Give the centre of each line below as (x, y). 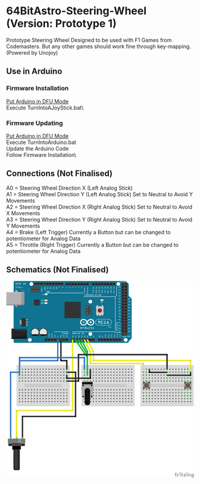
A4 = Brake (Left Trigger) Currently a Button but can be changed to (88, 232)
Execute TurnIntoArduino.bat (41, 142)
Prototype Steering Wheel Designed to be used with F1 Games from (89, 40)
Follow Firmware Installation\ (41, 155)
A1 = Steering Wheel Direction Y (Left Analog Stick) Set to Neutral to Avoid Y (100, 194)
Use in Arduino (34, 72)
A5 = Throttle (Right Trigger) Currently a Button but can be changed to (93, 244)
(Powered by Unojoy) (32, 52)
